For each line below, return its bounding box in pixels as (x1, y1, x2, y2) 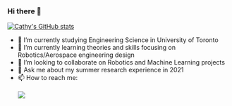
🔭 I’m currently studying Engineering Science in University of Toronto (17, 36, 219, 44)
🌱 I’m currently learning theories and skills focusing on (17, 44, 176, 52)
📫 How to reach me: (17, 74, 78, 82)
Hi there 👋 (7, 6, 42, 16)
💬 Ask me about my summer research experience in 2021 (17, 66, 184, 74)
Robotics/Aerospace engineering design (17, 51, 135, 59)
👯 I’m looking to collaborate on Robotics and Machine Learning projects (17, 58, 226, 67)
